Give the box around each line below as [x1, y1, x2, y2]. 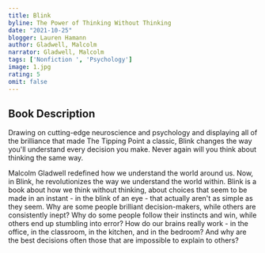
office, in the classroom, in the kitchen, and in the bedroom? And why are [8, 227, 247, 237]
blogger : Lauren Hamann [8, 33, 87, 42]
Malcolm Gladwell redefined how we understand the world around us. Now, [8, 168, 254, 178]
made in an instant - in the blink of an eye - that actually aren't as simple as [8, 194, 253, 203]
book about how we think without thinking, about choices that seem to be [8, 185, 248, 194]
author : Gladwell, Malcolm [8, 41, 97, 49]
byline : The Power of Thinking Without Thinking [8, 19, 172, 27]
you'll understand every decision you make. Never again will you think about [8, 145, 257, 154]
